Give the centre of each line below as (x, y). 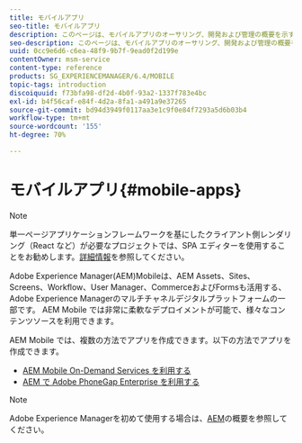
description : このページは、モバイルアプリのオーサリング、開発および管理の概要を (146, 34)
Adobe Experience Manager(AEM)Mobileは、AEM (102, 276)
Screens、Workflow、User (59, 287)
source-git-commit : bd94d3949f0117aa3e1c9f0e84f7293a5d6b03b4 (128, 110)
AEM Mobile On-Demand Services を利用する (107, 370)
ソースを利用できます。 (75, 321)
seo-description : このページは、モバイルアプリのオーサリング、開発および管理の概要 (150, 43)
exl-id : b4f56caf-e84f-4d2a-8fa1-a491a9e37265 (98, 101)
